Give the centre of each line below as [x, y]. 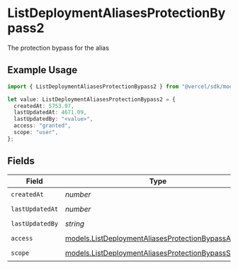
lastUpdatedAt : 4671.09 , [50, 112]
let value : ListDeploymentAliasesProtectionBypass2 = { [91, 99]
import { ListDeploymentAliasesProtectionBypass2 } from [93, 87]
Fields [21, 161]
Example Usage [42, 70]
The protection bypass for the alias [58, 48]
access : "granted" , [42, 126]
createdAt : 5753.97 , [44, 106]
